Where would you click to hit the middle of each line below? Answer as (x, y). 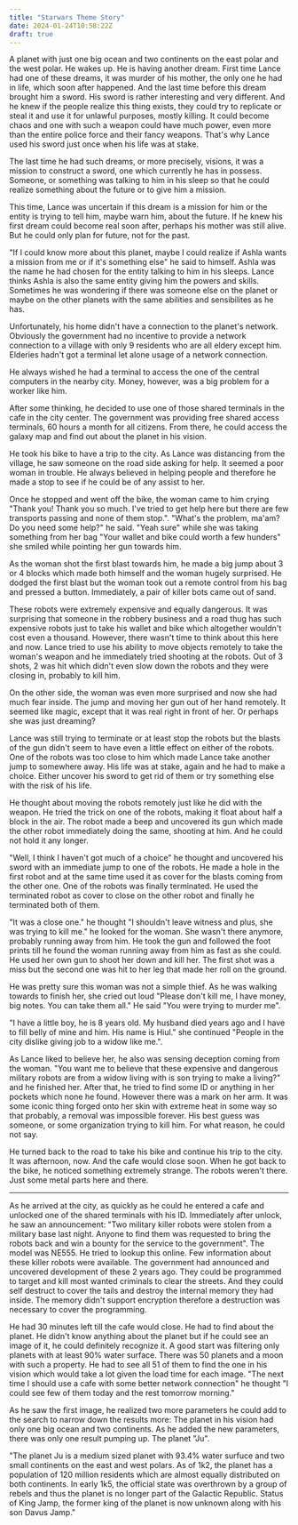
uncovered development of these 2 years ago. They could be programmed (145, 1272)
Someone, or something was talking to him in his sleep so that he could (139, 181)
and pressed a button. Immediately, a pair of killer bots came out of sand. (143, 592)
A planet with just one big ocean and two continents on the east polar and (144, 60)
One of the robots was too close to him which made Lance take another (140, 758)
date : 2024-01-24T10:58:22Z (61, 26)
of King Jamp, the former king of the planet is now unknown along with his (145, 1503)
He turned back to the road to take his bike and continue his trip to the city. (146, 1152)
